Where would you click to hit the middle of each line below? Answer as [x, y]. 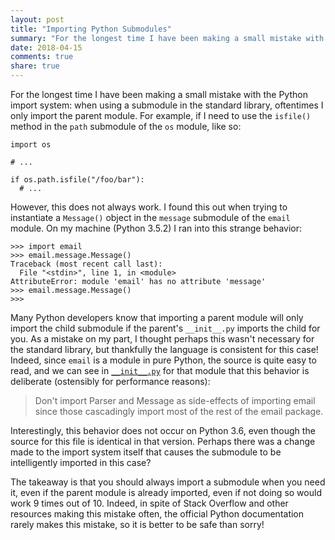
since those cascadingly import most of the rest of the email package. [179, 411]
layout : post [37, 19]
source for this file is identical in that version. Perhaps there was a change [163, 441]
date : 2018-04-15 [46, 47]
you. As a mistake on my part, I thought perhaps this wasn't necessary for [162, 339]
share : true [35, 66]
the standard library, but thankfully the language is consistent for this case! [164, 349]
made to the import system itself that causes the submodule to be [146, 452]
